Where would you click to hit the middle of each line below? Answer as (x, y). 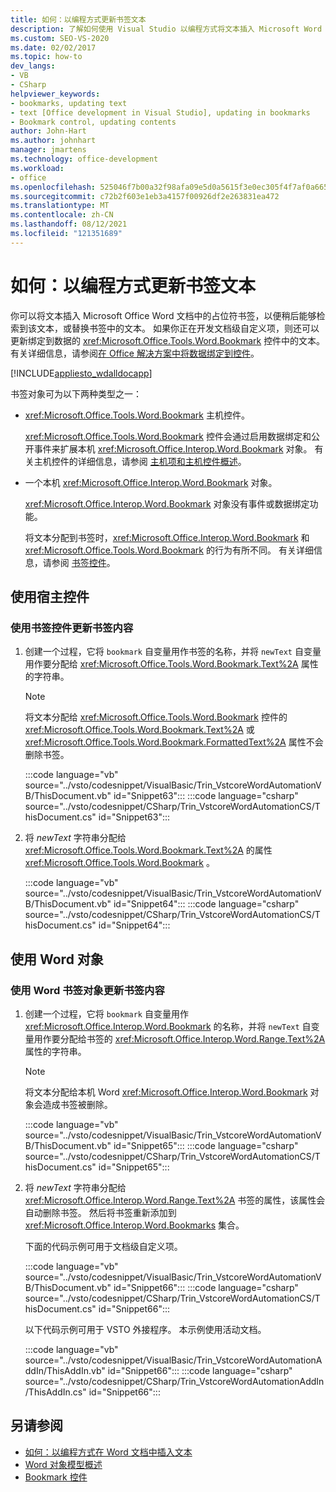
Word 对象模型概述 (63, 1464)
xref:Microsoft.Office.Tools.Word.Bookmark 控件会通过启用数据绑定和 (168, 436)
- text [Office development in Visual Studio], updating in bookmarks (160, 112)
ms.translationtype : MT (60, 206)
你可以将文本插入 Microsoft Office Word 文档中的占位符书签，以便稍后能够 (163, 315)
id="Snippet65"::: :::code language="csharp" (206, 1146)
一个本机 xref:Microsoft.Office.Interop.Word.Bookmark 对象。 (151, 482)
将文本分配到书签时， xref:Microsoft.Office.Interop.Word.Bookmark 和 (167, 537)
